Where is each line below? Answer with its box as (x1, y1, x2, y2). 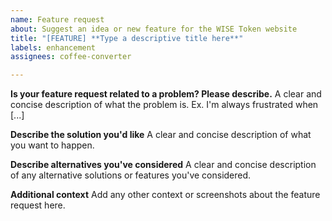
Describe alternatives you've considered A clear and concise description (10, 159, 317, 171)
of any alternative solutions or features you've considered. (10, 169, 252, 181)
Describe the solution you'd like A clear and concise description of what (10, 129, 312, 141)
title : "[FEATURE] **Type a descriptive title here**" (10, 33, 244, 43)
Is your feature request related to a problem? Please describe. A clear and (10, 88, 322, 100)
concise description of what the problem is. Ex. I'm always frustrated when (10, 99, 319, 111)
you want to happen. (10, 139, 95, 151)
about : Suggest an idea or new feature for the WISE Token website (10, 24, 298, 34)
